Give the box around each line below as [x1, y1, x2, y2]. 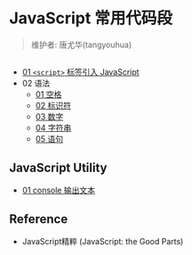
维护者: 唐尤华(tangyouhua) [30, 39, 132, 50]
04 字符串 [35, 122, 72, 134]
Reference [9, 211, 68, 226]
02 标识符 [35, 100, 71, 111]
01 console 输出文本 [21, 185, 96, 196]
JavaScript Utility [9, 160, 108, 175]
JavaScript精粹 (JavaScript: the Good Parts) [21, 235, 184, 246]
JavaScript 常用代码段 [9, 8, 173, 29]
